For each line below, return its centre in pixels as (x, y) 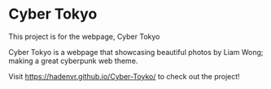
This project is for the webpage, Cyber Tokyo (84, 36)
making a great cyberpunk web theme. (73, 61)
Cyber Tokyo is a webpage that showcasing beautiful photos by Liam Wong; (136, 52)
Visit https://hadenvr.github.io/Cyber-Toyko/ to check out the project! (124, 76)
